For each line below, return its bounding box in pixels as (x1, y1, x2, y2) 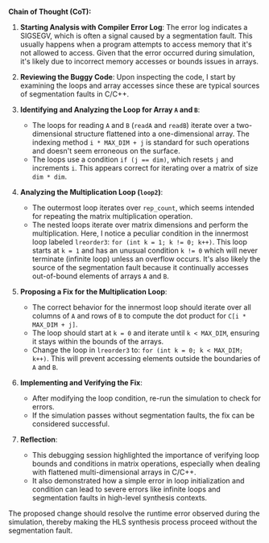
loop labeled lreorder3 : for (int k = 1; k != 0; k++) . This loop (31, 237, 247, 246)
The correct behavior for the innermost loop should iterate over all (31, 302, 251, 312)
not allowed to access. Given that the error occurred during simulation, (19, 48, 255, 57)
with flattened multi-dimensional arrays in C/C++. (31, 467, 197, 477)
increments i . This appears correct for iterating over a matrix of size (31, 163, 259, 172)
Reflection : (19, 434, 58, 444)
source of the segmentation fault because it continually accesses (31, 263, 249, 272)
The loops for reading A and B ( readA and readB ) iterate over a (31, 121, 235, 130)
